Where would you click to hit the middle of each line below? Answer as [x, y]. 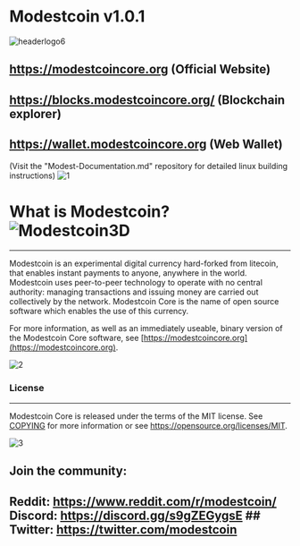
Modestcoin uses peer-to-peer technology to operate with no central [136, 283]
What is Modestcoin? [90, 211]
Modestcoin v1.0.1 [77, 17]
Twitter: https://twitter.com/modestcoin [123, 529]
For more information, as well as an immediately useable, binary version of [146, 328]
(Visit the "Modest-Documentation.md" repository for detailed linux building [149, 166]
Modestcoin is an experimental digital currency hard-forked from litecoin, [144, 264]
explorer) [36, 114]
